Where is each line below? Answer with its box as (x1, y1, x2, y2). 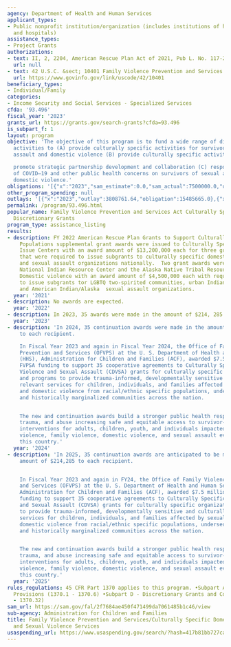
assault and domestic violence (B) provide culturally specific (13, 151, 201, 159)
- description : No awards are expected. (7, 298, 125, 306)
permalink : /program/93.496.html (7, 202, 103, 209)
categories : (7, 94, 41, 101)
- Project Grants (7, 42, 57, 49)
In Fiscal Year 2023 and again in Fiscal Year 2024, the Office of (19, 343, 217, 350)
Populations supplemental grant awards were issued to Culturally (19, 241, 214, 248)
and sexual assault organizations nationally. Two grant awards (19, 260, 211, 267)
